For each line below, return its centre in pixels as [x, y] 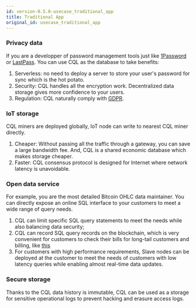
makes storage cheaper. [44, 156]
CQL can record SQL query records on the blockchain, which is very [97, 233]
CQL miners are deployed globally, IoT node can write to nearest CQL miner [97, 126]
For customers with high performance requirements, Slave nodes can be [102, 252]
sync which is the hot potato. [49, 79]
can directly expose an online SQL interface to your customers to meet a [93, 203]
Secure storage [28, 279]
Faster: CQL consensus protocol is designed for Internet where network [101, 163]
